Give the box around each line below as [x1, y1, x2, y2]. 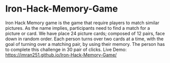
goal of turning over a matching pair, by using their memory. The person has [5, 41, 165, 47]
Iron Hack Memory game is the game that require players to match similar [5, 20, 159, 26]
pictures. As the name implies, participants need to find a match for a [5, 25, 150, 31]
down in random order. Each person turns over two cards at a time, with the [5, 36, 164, 42]
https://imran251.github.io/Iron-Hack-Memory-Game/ [5, 51, 117, 58]
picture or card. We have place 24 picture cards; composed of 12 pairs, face [5, 30, 165, 36]
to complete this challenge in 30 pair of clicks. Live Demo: [5, 46, 127, 52]
